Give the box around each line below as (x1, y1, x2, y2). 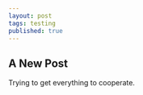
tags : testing (8, 19, 57, 27)
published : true (8, 27, 63, 35)
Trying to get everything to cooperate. (8, 78, 136, 88)
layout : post (8, 11, 53, 20)
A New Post (8, 56, 69, 70)
